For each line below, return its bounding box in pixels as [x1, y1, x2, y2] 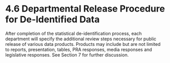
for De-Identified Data [5, 14, 100, 25]
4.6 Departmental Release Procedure [5, 3, 165, 15]
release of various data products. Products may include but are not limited [5, 41, 161, 47]
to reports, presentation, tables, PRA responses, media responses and [5, 46, 152, 52]
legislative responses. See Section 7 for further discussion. [5, 51, 129, 58]
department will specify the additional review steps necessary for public [5, 36, 157, 42]
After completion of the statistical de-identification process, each [5, 30, 142, 36]
